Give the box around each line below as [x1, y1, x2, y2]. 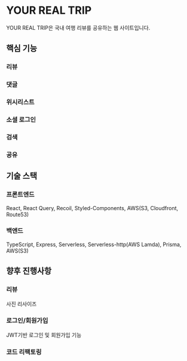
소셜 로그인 [6, 116, 36, 124]
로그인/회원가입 [6, 317, 48, 325]
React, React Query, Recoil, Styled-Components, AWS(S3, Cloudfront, [6, 204, 179, 211]
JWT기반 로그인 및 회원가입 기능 [6, 331, 82, 338]
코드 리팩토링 [6, 348, 42, 356]
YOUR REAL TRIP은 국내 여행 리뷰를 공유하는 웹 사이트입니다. [6, 24, 151, 31]
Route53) [6, 211, 29, 218]
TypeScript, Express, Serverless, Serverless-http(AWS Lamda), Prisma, [6, 241, 182, 248]
